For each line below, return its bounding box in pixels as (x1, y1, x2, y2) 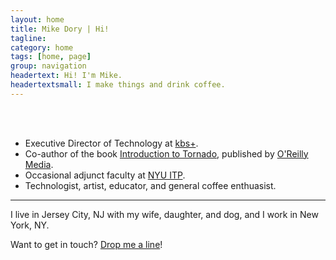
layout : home (10, 14, 65, 25)
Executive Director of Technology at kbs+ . (24, 137, 199, 149)
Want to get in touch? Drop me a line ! (10, 238, 163, 250)
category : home (10, 42, 74, 53)
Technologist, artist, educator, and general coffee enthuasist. (24, 179, 277, 191)
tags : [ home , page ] (10, 52, 92, 62)
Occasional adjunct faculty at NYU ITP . (24, 169, 186, 181)
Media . (24, 158, 54, 170)
